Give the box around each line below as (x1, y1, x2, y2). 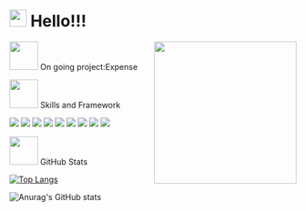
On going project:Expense (39, 61, 138, 72)
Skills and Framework (39, 99, 121, 110)
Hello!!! (30, 11, 87, 32)
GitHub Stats (39, 156, 88, 167)
